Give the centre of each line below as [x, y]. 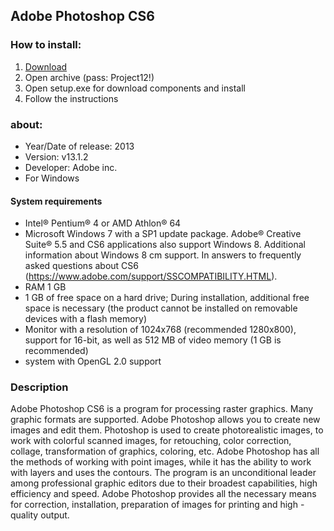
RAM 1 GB [45, 287]
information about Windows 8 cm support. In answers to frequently [163, 255]
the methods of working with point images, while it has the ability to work [161, 462]
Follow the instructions [71, 98]
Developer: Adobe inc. [71, 167]
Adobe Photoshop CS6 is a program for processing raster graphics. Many [162, 409]
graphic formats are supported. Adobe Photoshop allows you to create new [165, 420]
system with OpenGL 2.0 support [93, 361]
